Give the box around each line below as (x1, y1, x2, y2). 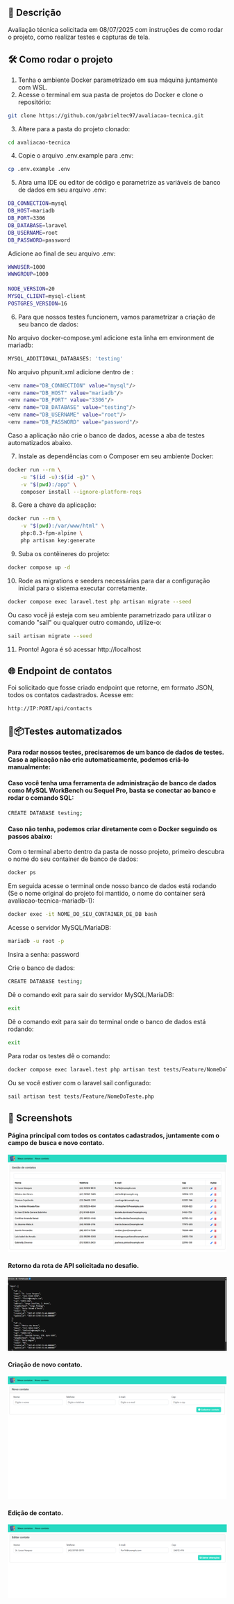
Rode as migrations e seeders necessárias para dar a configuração (17, 576, 210, 585)
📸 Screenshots (8, 1112, 73, 1123)
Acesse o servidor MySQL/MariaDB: (8, 924, 112, 932)
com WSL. (17, 83, 48, 91)
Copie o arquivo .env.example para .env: (17, 151, 134, 160)
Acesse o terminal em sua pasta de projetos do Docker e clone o (17, 90, 203, 99)
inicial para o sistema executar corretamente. (17, 584, 148, 592)
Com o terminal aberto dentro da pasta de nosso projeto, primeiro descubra (8, 848, 225, 856)
